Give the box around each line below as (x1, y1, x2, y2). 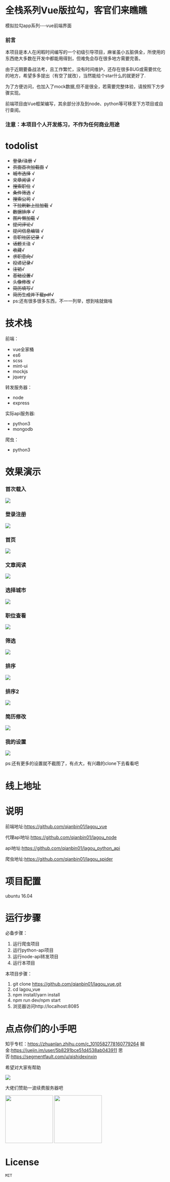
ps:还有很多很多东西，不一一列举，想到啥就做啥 (12, 298, 113, 304)
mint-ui (12, 363, 28, 369)
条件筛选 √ (12, 190, 35, 196)
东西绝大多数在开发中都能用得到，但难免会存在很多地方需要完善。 (5, 56, 143, 62)
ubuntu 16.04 (5, 893, 33, 899)
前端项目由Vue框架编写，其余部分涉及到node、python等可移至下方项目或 (5, 100, 159, 107)
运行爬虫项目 (12, 941, 40, 947)
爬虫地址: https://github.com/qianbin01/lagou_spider (5, 856, 113, 862)
